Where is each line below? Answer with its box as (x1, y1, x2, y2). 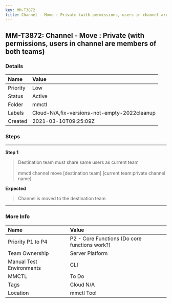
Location (8, 289, 29, 296)
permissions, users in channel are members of (5, 39, 157, 48)
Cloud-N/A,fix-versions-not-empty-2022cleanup (32, 110, 156, 117)
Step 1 (5, 149, 19, 156)
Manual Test (8, 258, 37, 265)
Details (5, 62, 24, 70)
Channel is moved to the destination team (17, 196, 106, 202)
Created (8, 118, 28, 125)
